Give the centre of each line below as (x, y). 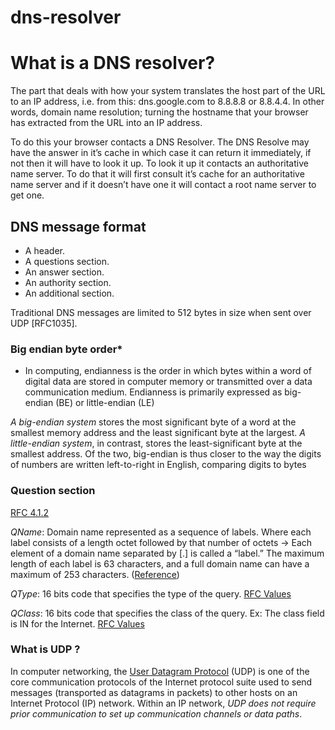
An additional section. (69, 293)
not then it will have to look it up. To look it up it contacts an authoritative (159, 163)
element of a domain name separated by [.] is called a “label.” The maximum (167, 553)
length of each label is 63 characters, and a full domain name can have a (160, 563)
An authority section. (68, 282)
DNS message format (78, 226)
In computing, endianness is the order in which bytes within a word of (168, 371)
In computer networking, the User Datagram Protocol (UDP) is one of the (160, 671)
